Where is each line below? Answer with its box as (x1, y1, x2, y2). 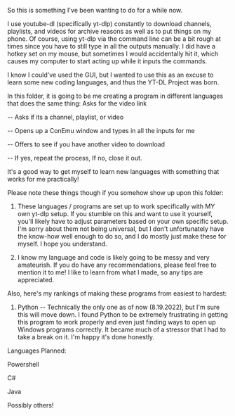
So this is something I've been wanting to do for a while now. (7, 6, 183, 14)
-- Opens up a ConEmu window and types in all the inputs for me (7, 127, 195, 134)
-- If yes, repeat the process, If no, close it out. (7, 154, 142, 162)
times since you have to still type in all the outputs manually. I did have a (7, 42, 216, 50)
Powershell (7, 360, 40, 368)
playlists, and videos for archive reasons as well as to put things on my (7, 27, 212, 35)
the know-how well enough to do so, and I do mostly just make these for (17, 232, 227, 240)
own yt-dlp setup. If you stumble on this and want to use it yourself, (17, 210, 213, 218)
